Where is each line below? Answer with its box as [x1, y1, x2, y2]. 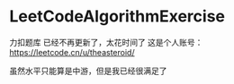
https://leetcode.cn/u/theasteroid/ [9, 46, 135, 57]
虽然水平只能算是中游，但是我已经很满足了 [9, 65, 167, 76]
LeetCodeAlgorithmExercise [9, 6, 226, 27]
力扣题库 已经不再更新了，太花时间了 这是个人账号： [9, 37, 203, 47]
